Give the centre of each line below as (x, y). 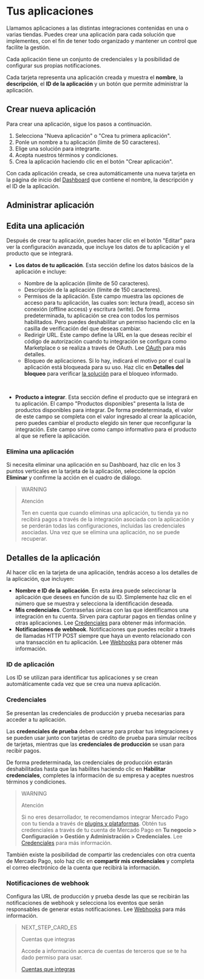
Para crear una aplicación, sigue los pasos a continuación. (79, 124)
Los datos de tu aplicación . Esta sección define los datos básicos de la (104, 265)
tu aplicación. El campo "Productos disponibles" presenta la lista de (100, 403)
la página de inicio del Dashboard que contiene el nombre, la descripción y (100, 180)
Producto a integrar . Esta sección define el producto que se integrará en (106, 397)
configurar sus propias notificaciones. (54, 66)
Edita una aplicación (46, 226)
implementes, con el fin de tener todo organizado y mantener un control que (102, 41)
